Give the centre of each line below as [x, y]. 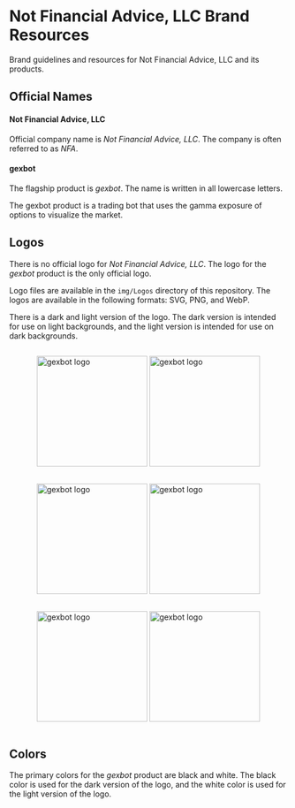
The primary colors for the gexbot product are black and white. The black [143, 775]
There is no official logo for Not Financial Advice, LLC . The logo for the [138, 263]
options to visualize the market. [66, 215]
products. [26, 69]
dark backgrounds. [44, 335]
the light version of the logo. [61, 794]
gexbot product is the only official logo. [80, 273]
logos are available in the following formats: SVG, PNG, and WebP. [129, 300]
